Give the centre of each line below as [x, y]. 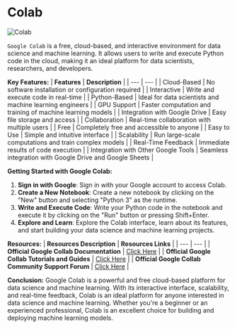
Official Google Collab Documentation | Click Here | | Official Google [109, 251]
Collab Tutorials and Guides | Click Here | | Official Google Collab [104, 259]
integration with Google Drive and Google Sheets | [81, 157]
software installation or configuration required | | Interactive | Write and [111, 89]
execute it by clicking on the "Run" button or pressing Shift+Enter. [114, 215]
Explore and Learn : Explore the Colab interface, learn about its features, [123, 222]
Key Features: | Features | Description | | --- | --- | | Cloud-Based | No [111, 82]
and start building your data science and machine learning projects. [116, 230]
